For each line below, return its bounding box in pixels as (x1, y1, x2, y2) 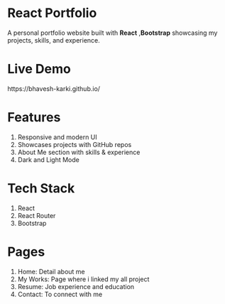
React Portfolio (7, 5, 97, 21)
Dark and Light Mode (17, 155, 79, 164)
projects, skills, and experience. (7, 36, 101, 44)
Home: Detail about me (17, 267, 85, 276)
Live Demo (7, 61, 71, 77)
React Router (17, 211, 56, 219)
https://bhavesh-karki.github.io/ (7, 84, 101, 93)
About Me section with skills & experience (17, 148, 141, 156)
